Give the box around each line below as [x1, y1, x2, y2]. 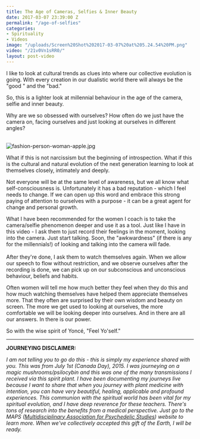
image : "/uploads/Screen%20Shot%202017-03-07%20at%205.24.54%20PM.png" [6, 42, 187, 48]
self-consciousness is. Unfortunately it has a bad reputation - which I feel [6, 185, 186, 192]
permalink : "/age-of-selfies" [6, 20, 82, 26]
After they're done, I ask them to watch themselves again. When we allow [6, 253, 186, 260]
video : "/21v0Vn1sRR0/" [6, 48, 65, 54]
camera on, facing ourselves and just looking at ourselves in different [6, 118, 176, 125]
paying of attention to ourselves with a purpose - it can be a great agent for [6, 197, 191, 204]
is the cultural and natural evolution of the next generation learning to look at [6, 160, 194, 167]
